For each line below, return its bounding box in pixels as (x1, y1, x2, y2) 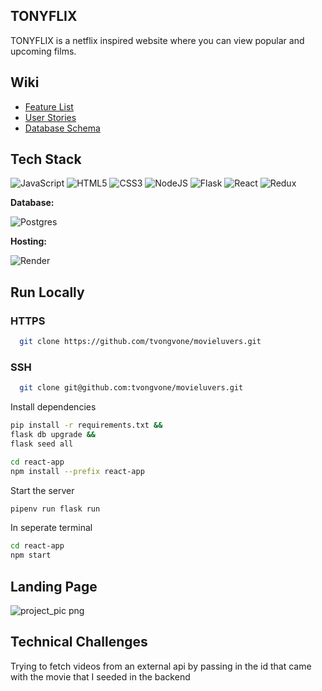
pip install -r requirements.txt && (10, 420, 163, 431)
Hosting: (10, 235, 48, 248)
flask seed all (10, 439, 74, 449)
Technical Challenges (10, 634, 148, 651)
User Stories (24, 111, 77, 123)
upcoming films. (10, 45, 77, 57)
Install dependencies (10, 401, 97, 413)
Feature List (24, 100, 74, 113)
